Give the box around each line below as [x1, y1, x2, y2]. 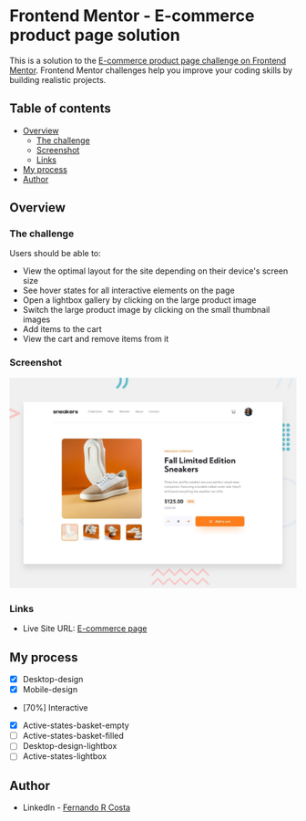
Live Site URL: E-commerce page [22, 623, 148, 634]
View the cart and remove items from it [22, 334, 169, 345]
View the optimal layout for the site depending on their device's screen [22, 265, 289, 276]
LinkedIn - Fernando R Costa [22, 802, 130, 813]
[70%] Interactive [22, 702, 88, 713]
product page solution [9, 25, 180, 46]
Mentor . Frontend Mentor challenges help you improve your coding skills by [9, 65, 293, 76]
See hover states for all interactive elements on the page [22, 285, 235, 296]
